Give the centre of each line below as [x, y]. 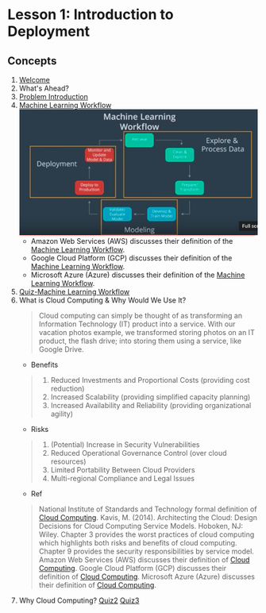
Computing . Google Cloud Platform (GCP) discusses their [133, 569]
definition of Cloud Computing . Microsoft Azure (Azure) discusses [147, 576]
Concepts [32, 61]
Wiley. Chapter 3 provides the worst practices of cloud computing [146, 534]
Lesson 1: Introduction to [91, 15]
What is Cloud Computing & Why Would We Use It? [102, 300]
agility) [62, 414]
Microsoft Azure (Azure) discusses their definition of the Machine [138, 275]
